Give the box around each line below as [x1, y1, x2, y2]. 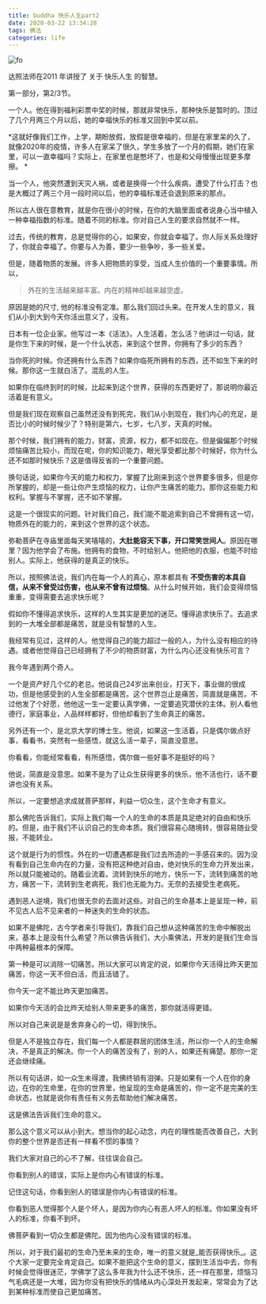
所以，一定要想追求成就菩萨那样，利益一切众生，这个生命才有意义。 [8, 796, 230, 806]
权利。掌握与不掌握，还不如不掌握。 [8, 492, 127, 502]
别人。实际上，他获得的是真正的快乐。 [8, 556, 133, 565]
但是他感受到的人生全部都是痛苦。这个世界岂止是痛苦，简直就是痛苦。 [21, 690, 251, 699]
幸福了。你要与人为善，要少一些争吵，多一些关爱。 [42, 242, 210, 252]
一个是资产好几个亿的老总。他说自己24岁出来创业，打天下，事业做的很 [8, 679, 239, 689]
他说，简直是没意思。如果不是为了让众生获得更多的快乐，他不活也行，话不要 [8, 770, 258, 779]
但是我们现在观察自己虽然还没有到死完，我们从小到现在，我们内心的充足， [8, 409, 251, 419]
